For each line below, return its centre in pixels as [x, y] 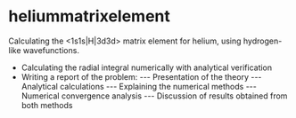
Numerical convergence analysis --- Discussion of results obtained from [154, 96]
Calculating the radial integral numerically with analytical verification [147, 67]
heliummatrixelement [89, 16]
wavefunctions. [51, 50]
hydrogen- [263, 41]
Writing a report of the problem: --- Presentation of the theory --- [141, 76]
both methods [47, 105]
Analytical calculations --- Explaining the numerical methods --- [139, 86]
